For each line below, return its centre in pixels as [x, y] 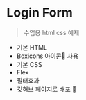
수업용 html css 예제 [51, 32]
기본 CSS [29, 64]
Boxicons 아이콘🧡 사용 [48, 56]
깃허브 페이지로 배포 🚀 [46, 89]
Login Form [40, 13]
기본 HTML [32, 47]
